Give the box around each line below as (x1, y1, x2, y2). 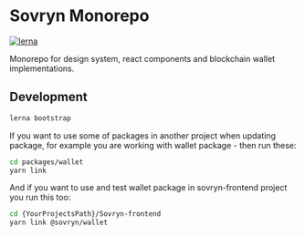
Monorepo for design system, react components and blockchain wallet (9, 53, 276, 64)
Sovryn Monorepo (9, 5, 150, 26)
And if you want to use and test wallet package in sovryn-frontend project (9, 182, 288, 193)
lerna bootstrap (9, 113, 71, 123)
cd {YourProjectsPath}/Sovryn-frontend (9, 210, 162, 219)
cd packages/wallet (9, 157, 84, 167)
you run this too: (9, 192, 71, 203)
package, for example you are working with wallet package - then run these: (9, 139, 297, 150)
